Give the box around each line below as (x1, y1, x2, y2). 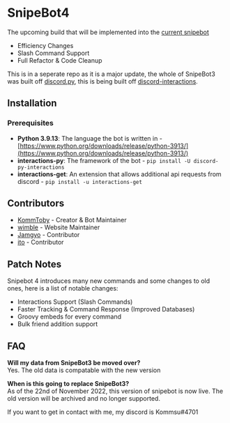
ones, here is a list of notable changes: (7, 284, 118, 293)
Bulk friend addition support (17, 320, 98, 328)
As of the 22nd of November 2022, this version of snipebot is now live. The (7, 387, 224, 395)
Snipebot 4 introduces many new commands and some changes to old (7, 277, 210, 285)
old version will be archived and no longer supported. (7, 394, 160, 403)
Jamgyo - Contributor (17, 231, 80, 239)
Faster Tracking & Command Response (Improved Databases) (17, 305, 195, 314)
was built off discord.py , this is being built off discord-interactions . (7, 77, 199, 85)
